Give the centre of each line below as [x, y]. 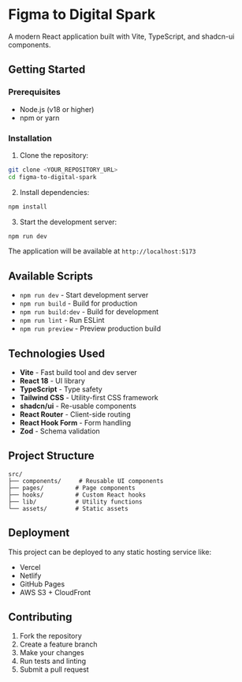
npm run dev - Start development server [84, 295]
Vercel [30, 567]
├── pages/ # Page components [72, 488]
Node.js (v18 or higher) [57, 109]
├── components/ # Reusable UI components [86, 481]
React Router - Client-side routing [75, 414]
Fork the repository [51, 636]
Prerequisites [34, 92]
